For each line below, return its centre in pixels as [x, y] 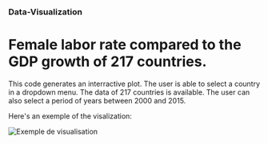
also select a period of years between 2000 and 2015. [97, 100]
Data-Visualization [45, 12]
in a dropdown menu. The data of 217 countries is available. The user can [129, 92]
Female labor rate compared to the [125, 45]
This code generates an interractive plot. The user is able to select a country [134, 84]
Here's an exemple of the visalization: [70, 116]
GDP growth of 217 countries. [108, 62]
